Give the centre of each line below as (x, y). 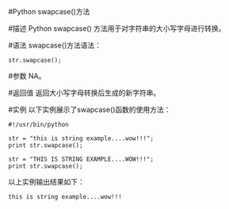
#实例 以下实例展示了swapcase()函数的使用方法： (90, 110)
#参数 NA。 (27, 76)
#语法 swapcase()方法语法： (55, 45)
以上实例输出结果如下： (46, 182)
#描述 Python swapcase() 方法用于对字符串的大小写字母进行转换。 (117, 28)
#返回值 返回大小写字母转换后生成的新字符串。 (84, 93)
